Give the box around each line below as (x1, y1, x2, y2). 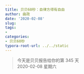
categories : (5, 35, 29, 39)
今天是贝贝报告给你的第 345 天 (17, 57, 79, 63)
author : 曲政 (5, 12, 30, 17)
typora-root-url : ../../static (5, 43, 69, 48)
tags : (5, 25, 16, 30)
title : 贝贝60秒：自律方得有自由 (5, 7, 65, 12)
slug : (5, 20, 16, 26)
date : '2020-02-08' (5, 16, 45, 21)
